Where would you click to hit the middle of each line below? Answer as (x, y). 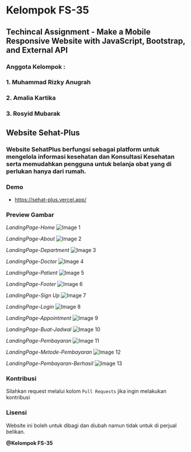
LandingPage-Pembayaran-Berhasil (50, 364)
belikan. (15, 432)
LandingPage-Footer (31, 284)
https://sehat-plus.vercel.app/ (50, 199)
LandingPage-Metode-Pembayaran (49, 352)
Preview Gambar (30, 215)
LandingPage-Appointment (39, 318)
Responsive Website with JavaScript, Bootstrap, (96, 41)
